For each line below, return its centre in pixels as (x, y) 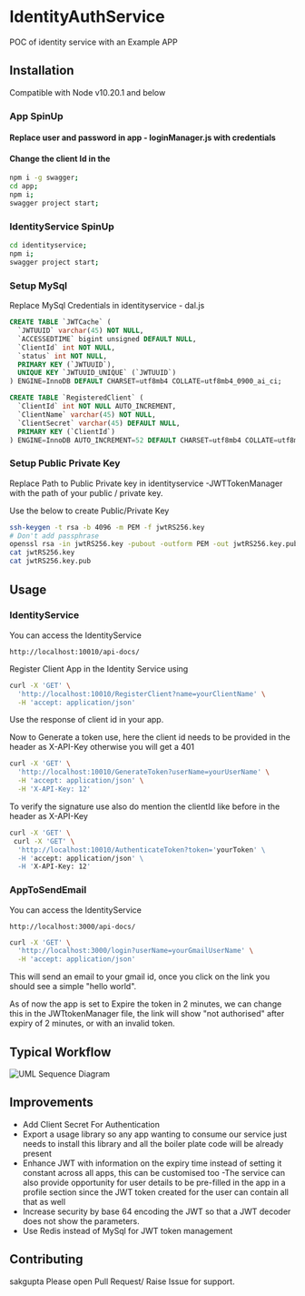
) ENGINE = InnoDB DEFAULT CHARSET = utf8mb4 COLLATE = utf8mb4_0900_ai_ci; (146, 381)
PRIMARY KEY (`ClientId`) (67, 431)
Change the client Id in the (60, 158)
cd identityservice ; (49, 246)
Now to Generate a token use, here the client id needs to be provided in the (150, 737)
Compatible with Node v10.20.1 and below (88, 92)
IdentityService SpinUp (62, 227)
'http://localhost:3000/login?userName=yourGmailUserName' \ (136, 951)
